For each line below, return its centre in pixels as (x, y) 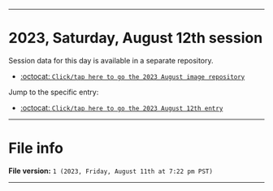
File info (36, 148)
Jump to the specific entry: (54, 92)
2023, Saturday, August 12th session (136, 38)
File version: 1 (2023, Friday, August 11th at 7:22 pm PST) (111, 171)
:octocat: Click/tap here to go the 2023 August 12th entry (121, 107)
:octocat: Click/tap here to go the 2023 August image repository (132, 76)
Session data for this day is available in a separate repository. (111, 60)
